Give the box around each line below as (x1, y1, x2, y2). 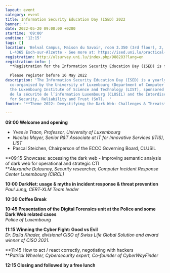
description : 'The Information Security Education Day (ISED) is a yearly (5, 78, 166, 83)
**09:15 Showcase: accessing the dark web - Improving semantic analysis (5, 155, 161, 161)
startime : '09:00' (5, 31, 44, 36)
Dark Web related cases (5, 211, 57, 217)
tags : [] (5, 40, 24, 45)
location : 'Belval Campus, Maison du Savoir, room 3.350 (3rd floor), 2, (5, 45, 164, 50)
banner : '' (5, 21, 28, 27)
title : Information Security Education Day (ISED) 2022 (5, 17, 125, 22)
